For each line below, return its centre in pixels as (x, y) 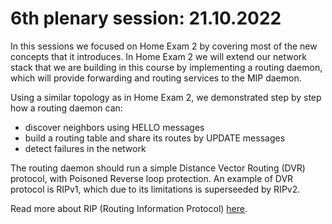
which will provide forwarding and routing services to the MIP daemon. (156, 78)
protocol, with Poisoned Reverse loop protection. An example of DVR (152, 178)
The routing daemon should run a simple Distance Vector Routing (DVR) (158, 168)
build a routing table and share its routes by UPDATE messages (155, 138)
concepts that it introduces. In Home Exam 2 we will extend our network (158, 56)
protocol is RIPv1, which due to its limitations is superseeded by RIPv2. (155, 189)
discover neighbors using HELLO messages (114, 127)
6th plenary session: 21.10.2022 (146, 18)
